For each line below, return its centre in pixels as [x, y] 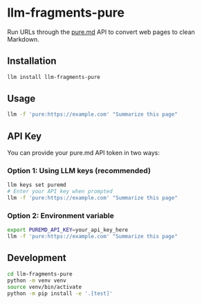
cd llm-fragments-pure [40, 274]
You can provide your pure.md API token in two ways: [84, 153]
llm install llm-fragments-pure [54, 77]
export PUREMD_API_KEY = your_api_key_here [68, 230]
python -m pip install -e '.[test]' [60, 293]
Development [37, 258]
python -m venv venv [37, 280]
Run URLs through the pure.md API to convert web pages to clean [101, 32]
